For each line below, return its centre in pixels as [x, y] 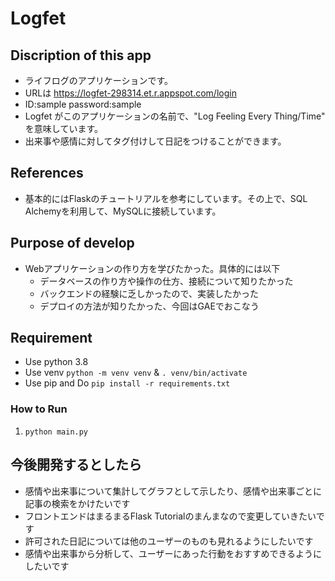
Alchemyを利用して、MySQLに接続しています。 [123, 211]
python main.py [56, 432]
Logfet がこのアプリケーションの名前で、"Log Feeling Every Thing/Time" [175, 116]
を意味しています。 [63, 128]
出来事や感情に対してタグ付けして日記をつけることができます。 [155, 141]
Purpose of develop [72, 243]
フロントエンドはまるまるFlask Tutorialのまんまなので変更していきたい [170, 516]
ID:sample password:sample [83, 104]
